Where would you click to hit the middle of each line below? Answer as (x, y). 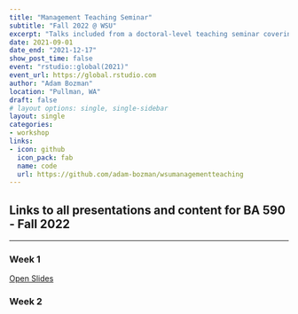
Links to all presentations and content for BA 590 (147, 210)
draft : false (33, 100)
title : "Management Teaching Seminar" (81, 17)
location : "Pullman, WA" (55, 91)
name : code (37, 166)
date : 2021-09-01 (41, 42)
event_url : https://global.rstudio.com (83, 75)
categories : (31, 125)
